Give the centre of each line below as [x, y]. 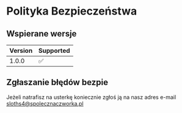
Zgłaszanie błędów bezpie [57, 82]
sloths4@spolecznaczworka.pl [45, 103]
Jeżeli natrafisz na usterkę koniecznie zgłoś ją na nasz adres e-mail [91, 97]
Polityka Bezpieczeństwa [72, 11]
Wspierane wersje [42, 34]
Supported [54, 51]
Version [21, 51]
